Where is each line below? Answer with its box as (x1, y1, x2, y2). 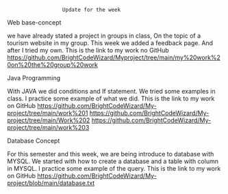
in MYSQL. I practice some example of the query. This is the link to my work (7, 165, 221, 172)
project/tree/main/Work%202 (7, 116, 90, 124)
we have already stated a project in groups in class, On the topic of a (7, 31, 201, 40)
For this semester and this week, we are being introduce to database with (7, 150, 214, 158)
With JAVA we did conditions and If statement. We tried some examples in (7, 87, 216, 95)
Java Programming (7, 74, 61, 82)
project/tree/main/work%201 (7, 109, 88, 117)
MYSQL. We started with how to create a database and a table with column (7, 157, 219, 165)
